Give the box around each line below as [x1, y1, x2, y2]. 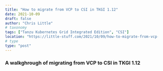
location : [5, 35, 25, 39]
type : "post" [5, 43, 32, 48]
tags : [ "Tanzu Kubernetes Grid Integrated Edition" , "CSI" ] [5, 30, 130, 35]
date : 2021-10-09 [5, 12, 40, 17]
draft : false [5, 16, 32, 21]
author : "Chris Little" [5, 20, 53, 26]
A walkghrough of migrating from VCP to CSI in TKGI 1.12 [5, 59, 141, 66]
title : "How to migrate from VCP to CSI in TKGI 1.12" [5, 7, 118, 12]
